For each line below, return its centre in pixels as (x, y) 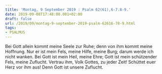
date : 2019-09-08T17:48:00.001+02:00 (44, 14)
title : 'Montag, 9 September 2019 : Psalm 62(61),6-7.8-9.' (68, 10)
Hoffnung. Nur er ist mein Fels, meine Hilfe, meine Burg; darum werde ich (79, 51)
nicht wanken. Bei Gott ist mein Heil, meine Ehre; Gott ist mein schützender (81, 57)
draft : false (18, 19)
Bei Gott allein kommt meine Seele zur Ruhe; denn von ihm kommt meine (79, 46)
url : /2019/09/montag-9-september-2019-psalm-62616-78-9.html (70, 23)
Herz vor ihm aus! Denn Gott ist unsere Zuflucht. (54, 67)
